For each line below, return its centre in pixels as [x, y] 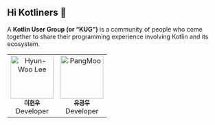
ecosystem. [24, 44]
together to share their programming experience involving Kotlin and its [108, 36]
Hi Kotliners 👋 [37, 13]
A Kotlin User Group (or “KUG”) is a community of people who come [105, 29]
